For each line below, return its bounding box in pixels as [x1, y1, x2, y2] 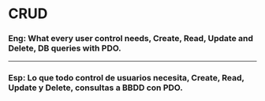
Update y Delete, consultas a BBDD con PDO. [8, 82, 183, 93]
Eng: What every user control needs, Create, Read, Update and [8, 33, 254, 44]
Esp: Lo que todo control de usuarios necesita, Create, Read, [8, 73, 244, 84]
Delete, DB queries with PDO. [8, 43, 122, 54]
